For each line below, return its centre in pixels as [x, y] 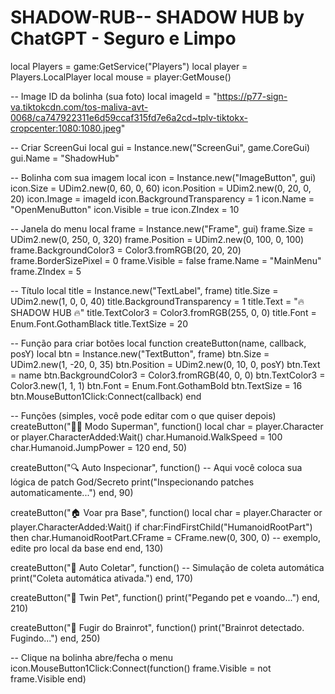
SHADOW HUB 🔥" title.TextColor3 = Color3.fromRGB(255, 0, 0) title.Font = [163, 312]
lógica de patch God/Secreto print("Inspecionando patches [132, 482]
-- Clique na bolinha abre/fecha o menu [91, 657]
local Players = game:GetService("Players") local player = [129, 66]
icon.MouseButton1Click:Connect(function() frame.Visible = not [141, 668]
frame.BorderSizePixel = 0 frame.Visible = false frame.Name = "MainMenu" [166, 260]
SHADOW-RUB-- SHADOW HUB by [157, 17]
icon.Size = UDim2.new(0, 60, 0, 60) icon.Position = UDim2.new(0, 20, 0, [161, 188]
